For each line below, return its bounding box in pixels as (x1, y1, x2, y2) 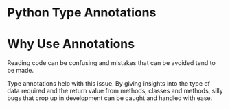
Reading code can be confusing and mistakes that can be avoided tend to (7, 59, 216, 67)
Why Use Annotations (7, 36, 135, 52)
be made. (7, 66, 34, 75)
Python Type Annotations (7, 5, 157, 21)
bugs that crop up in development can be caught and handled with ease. (7, 94, 213, 102)
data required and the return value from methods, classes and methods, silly (7, 87, 223, 95)
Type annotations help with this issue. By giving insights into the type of (7, 80, 211, 88)
